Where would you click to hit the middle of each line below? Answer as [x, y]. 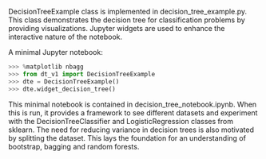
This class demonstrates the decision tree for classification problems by [127, 20]
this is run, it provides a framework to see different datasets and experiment [133, 112]
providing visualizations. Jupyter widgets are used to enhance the [117, 28]
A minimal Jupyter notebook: [56, 52]
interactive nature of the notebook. [66, 37]
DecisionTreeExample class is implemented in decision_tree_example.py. [128, 12]
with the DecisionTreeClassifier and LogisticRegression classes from [121, 121]
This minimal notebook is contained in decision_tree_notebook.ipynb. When [133, 104]
